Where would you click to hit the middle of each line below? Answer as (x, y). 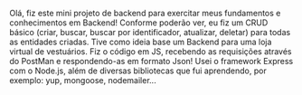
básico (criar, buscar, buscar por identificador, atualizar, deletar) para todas (150, 32)
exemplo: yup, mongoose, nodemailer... (83, 80)
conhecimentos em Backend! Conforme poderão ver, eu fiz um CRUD (139, 23)
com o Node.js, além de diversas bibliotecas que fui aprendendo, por (138, 71)
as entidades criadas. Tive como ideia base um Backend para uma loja (141, 42)
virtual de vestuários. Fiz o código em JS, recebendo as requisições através (151, 52)
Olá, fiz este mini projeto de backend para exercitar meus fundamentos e (145, 13)
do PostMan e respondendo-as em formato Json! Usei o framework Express (151, 61)
